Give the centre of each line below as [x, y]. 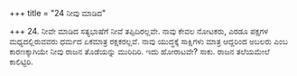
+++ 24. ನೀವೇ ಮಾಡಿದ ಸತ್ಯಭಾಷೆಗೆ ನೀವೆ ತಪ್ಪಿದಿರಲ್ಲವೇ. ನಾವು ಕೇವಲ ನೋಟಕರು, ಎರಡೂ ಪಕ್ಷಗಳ [139, 31]
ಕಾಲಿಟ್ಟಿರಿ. [21, 62]
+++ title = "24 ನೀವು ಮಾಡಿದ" [58, 13]
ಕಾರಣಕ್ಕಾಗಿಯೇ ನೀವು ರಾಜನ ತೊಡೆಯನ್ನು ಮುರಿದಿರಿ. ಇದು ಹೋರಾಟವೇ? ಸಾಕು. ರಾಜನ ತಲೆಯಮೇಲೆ [140, 52]
